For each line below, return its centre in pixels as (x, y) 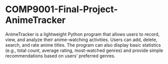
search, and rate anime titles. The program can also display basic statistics (83, 45)
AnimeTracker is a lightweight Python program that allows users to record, (82, 34)
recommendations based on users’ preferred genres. (60, 56)
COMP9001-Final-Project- (61, 9)
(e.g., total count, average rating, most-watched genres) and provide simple (84, 50)
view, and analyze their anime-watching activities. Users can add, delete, (81, 40)
